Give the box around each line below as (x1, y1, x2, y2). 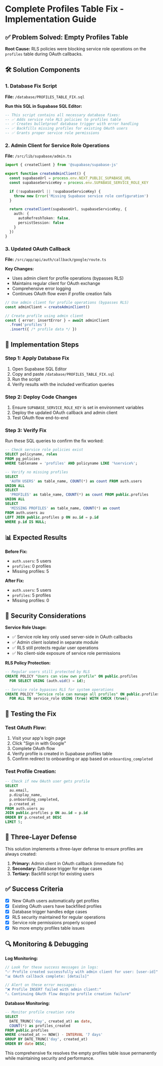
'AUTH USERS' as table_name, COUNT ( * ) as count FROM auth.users (9, 479, 142, 483)
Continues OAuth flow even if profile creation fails (12, 290, 112, 297)
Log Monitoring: (5, 955, 38, 961)
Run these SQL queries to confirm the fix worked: (5, 438, 104, 444)
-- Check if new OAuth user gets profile (5, 779, 90, 784)
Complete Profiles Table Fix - (5, 3, 124, 15)
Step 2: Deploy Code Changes (5, 393, 78, 400)
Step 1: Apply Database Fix (5, 355, 69, 362)
